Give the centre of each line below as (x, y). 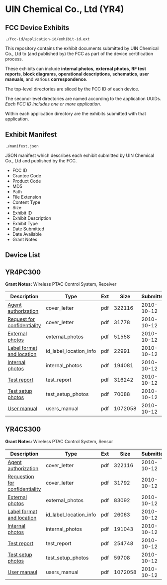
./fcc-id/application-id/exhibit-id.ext (48, 39)
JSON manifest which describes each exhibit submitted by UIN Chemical (80, 155)
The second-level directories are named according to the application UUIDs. (83, 99)
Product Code (27, 181)
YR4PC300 (23, 272)
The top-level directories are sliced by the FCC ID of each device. (72, 89)
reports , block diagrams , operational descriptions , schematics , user (77, 74)
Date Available (27, 234)
